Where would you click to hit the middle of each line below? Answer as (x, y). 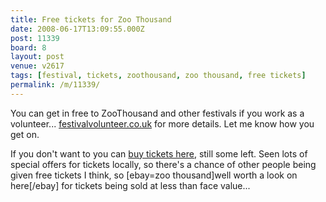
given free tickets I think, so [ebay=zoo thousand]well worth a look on (154, 175)
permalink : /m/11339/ (55, 85)
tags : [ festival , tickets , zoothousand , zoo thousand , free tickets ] (158, 76)
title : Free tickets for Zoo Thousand (91, 19)
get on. (25, 134)
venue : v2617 (37, 66)
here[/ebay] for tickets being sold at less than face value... (130, 185)
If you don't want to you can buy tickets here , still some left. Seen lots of (159, 153)
